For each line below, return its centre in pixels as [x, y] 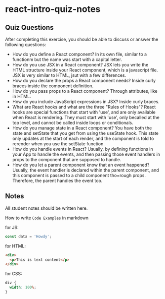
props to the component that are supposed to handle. [67, 159]
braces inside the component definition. [53, 86]
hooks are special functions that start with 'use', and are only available [84, 112]
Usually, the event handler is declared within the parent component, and [85, 170]
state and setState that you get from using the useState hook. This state [85, 133]
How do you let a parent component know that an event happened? [81, 165]
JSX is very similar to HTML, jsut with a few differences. [69, 75]
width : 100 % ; [23, 288]
